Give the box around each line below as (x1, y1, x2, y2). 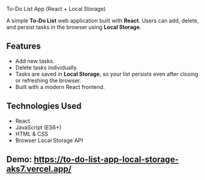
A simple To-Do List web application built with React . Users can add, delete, (6, 17, 199, 24)
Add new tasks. (15, 57, 55, 65)
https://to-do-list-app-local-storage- (33, 154, 179, 165)
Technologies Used (6, 101, 81, 112)
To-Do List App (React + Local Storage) (6, 5, 106, 12)
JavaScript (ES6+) (15, 123, 62, 131)
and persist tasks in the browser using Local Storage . (6, 24, 142, 31)
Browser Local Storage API (15, 137, 83, 144)
